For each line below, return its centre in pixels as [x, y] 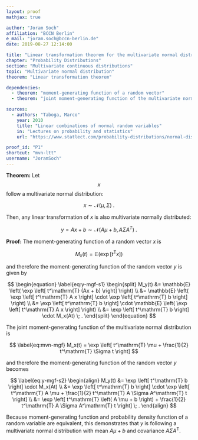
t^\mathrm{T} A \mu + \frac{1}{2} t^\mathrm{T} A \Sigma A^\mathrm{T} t [99, 393]
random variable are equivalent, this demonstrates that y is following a [91, 423]
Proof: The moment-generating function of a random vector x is [84, 241]
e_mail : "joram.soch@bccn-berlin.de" [52, 39]
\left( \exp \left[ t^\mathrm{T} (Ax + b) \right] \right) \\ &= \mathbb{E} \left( [99, 290]
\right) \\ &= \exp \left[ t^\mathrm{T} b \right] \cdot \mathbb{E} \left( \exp [99, 303]
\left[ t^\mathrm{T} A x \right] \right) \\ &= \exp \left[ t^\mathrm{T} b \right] [99, 309]
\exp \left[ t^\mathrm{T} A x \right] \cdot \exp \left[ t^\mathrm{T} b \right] [99, 297]
